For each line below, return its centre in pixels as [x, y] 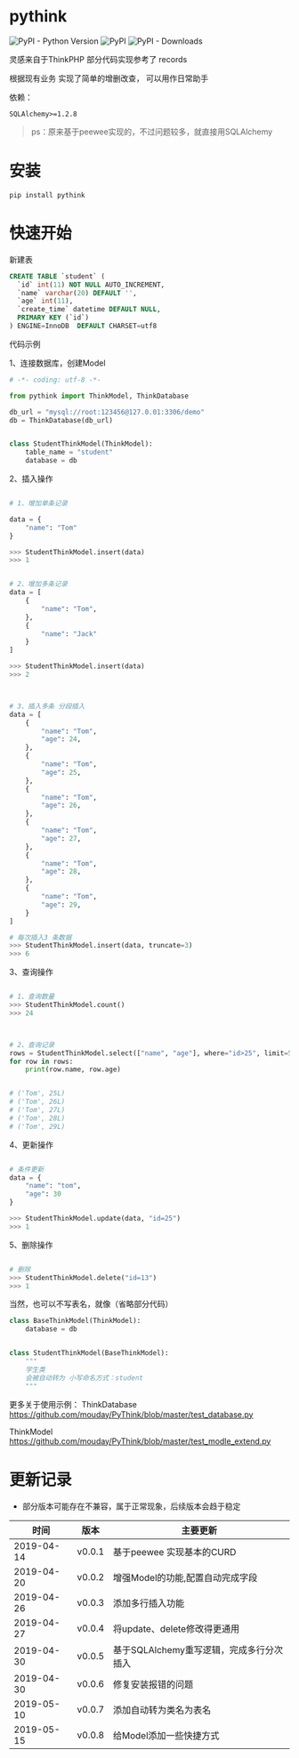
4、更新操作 [32, 1144]
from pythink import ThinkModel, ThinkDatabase [99, 396]
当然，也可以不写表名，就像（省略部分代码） [91, 1304]
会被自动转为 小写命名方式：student [85, 1378]
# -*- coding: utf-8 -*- [55, 380]
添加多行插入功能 [149, 1603]
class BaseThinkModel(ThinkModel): [75, 1321]
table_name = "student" [69, 452]
